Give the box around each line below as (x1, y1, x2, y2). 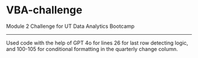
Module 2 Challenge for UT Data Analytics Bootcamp (6, 23, 135, 30)
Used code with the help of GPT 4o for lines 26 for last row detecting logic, (6, 39, 189, 46)
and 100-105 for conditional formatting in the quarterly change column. (6, 45, 179, 52)
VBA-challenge (6, 3, 82, 17)
